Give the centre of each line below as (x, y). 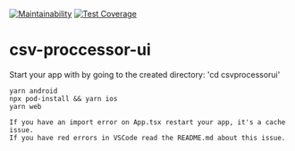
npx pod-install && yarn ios (63, 98)
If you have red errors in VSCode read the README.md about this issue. (147, 138)
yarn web (25, 106)
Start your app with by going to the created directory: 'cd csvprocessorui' (145, 74)
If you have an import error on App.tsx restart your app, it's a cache (147, 122)
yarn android (34, 91)
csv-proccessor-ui (80, 50)
